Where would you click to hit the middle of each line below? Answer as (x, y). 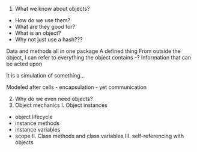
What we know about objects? (52, 9)
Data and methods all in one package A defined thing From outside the (94, 51)
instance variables (38, 129)
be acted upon (24, 64)
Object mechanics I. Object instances (61, 105)
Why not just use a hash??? (49, 39)
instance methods (37, 123)
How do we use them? (43, 20)
